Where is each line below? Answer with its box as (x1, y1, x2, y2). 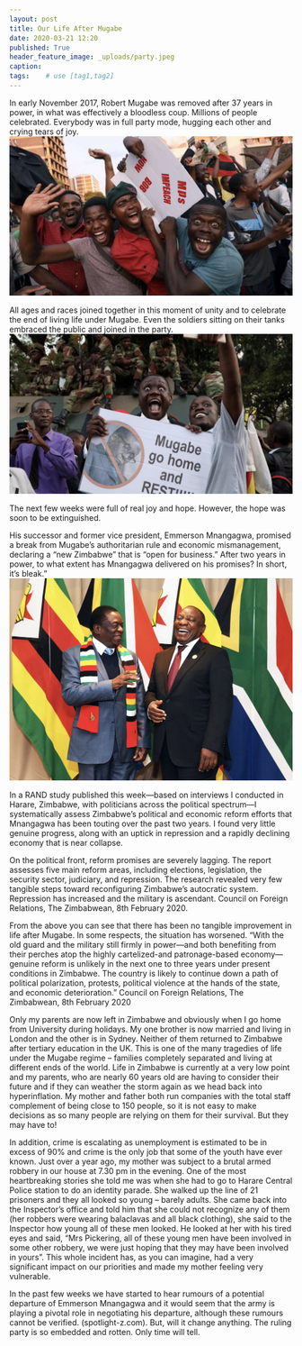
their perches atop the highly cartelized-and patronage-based (9, 949, 239, 959)
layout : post (9, 14, 58, 23)
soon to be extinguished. (9, 512, 102, 523)
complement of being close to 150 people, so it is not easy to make (9, 1100, 257, 1111)
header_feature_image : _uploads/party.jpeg (9, 52, 175, 62)
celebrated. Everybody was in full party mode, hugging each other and (9, 116, 271, 127)
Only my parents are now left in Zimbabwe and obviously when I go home (9, 1014, 281, 1024)
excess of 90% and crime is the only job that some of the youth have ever (9, 1146, 283, 1157)
